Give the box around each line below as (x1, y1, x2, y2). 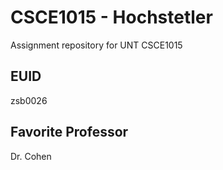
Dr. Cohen (10, 150, 52, 162)
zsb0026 (10, 94, 48, 106)
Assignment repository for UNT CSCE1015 (10, 39, 183, 51)
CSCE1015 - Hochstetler (10, 6, 213, 29)
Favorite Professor (10, 124, 129, 141)
